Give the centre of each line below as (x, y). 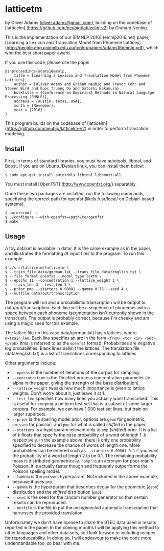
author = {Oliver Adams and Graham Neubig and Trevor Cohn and (80, 84)
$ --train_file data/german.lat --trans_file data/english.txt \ (73, 272)
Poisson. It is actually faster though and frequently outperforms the (80, 466)
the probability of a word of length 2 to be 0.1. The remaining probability (84, 456)
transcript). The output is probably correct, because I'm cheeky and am (77, 318)
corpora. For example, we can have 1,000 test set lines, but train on (80, 409)
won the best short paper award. (38, 53)
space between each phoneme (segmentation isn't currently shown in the (80, 313)
